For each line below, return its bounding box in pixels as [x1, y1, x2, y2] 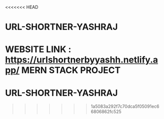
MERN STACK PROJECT [21, 65, 121, 76]
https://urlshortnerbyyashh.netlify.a [5, 54, 159, 65]
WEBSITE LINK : [5, 44, 71, 55]
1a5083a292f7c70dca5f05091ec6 [91, 103, 160, 110]
